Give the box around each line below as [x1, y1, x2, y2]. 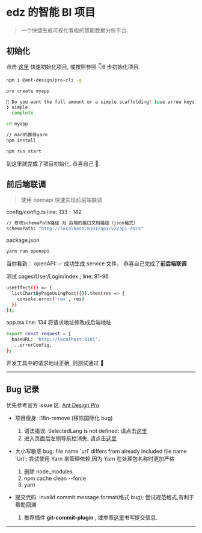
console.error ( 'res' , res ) [17, 296, 85, 302]
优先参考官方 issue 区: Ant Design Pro [6, 402, 100, 409]
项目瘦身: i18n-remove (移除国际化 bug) [14, 414, 113, 421]
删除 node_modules [23, 468, 73, 475]
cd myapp [6, 121, 28, 127]
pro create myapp [6, 88, 50, 94]
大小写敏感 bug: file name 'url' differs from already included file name [14, 447, 188, 455]
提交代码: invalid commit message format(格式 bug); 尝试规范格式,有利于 [14, 493, 194, 500]
